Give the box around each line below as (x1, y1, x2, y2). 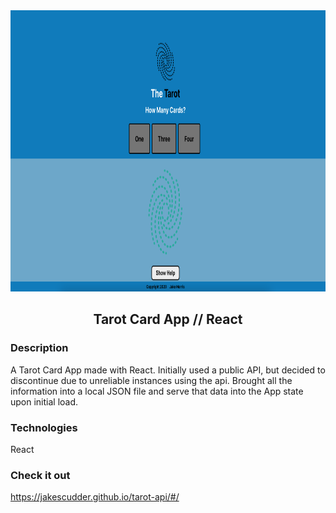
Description (10, 341, 69, 355)
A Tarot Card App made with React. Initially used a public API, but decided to (10, 364, 326, 376)
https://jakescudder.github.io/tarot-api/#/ (10, 491, 180, 503)
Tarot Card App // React (93, 311, 243, 328)
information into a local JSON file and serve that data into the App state (10, 385, 304, 397)
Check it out (10, 468, 71, 482)
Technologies (10, 420, 78, 434)
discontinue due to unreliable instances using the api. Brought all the (10, 374, 293, 386)
